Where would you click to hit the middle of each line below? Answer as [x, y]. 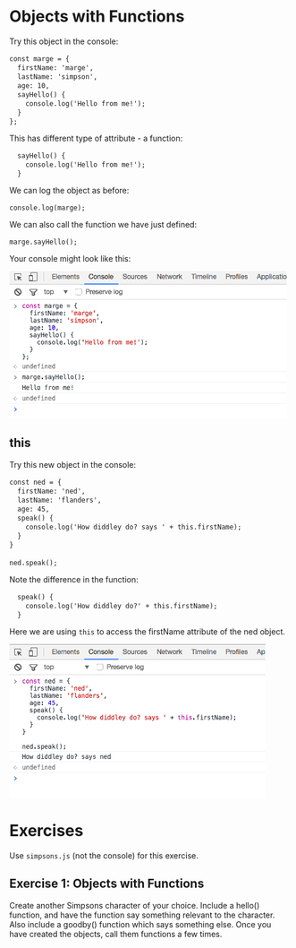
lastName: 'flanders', [59, 500]
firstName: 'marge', [55, 68]
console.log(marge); [48, 208]
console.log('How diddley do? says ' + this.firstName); [134, 527]
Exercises [47, 830]
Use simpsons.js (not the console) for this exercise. [104, 855]
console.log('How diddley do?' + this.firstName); [122, 606]
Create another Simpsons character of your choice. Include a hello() [135, 905]
